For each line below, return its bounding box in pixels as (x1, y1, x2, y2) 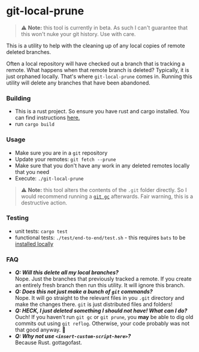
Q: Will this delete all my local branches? (14, 269, 119, 276)
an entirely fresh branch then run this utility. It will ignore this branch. (14, 282, 185, 289)
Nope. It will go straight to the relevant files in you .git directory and (14, 294, 185, 302)
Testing (6, 214, 29, 222)
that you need (14, 168, 50, 175)
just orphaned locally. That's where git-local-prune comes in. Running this (6, 73, 193, 80)
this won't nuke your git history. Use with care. (20, 30, 136, 37)
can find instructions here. (14, 114, 80, 121)
